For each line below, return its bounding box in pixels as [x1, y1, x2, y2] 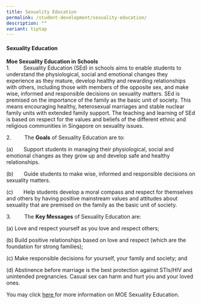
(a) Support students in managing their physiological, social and [6, 146, 174, 153]
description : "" [6, 20, 47, 26]
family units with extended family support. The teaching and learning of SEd [6, 110, 196, 117]
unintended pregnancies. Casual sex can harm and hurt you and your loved [6, 273, 194, 280]
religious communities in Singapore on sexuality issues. [6, 122, 144, 130]
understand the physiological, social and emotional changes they [6, 71, 168, 78]
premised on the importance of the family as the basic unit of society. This [6, 96, 191, 104]
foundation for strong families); [6, 243, 83, 250]
